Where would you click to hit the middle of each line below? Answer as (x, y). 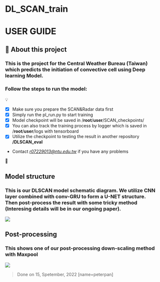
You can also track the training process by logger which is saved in (80, 126)
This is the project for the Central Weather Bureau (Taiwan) (76, 63)
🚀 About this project (36, 49)
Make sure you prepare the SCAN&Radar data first (63, 109)
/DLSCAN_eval (27, 142)
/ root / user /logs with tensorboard (45, 131)
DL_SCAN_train (37, 9)
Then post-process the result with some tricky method (71, 203)
